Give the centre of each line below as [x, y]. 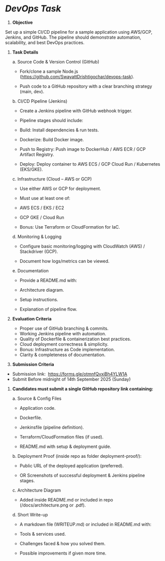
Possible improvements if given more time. [63, 553]
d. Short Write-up [30, 514]
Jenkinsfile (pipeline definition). [52, 427]
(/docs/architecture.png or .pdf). [53, 505]
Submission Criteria [33, 364]
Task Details [25, 52]
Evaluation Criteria [32, 318]
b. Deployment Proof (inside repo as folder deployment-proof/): [77, 456]
